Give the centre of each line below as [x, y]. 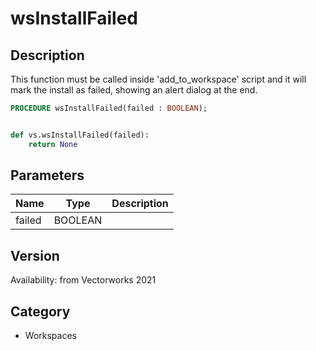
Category [40, 311]
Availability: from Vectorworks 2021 [83, 280]
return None [53, 144]
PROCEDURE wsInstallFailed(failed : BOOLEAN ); [109, 108]
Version [35, 255]
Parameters [47, 175]
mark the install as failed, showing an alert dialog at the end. [134, 90]
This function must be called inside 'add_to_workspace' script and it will [158, 79]
